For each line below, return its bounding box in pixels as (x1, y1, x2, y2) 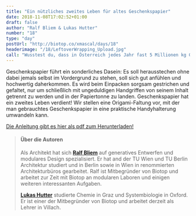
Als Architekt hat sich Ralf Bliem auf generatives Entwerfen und (20, 149, 174, 156)
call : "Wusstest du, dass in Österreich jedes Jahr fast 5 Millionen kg (6, 52, 187, 58)
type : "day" (6, 36, 35, 41)
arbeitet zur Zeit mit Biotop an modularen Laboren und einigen (20, 173, 170, 181)
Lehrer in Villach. (20, 204, 61, 211)
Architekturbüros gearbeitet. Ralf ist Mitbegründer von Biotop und (20, 168, 178, 175)
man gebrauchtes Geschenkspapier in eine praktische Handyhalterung (6, 105, 176, 112)
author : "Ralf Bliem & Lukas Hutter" (6, 25, 98, 31)
